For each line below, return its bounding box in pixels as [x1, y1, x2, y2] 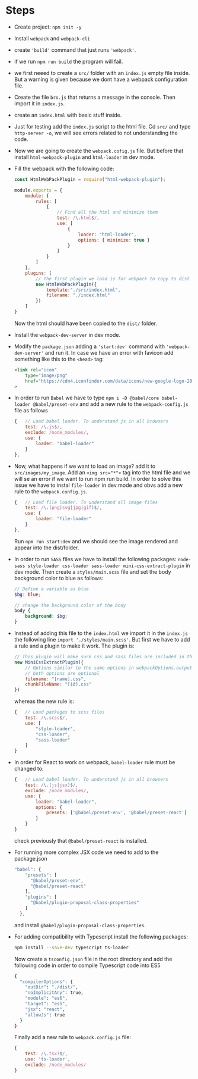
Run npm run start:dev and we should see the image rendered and [14, 537, 178, 545]
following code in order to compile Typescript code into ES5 [14, 962, 161, 969]
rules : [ [36, 198, 58, 204]
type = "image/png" [25, 373, 68, 379]
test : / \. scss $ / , [25, 715, 68, 721]
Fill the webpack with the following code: [14, 165, 114, 172]
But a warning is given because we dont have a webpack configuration [14, 76, 188, 83]
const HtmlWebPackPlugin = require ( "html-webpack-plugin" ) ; [14, 176, 166, 182]
